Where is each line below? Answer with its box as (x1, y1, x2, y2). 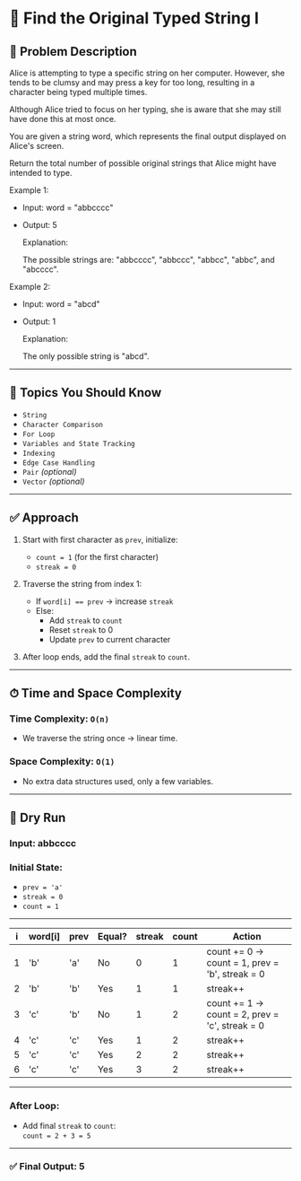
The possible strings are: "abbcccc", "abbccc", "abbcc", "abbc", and (21, 255, 275, 265)
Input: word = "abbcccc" (21, 202, 114, 213)
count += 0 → (206, 946, 264, 958)
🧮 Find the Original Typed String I (9, 8, 260, 29)
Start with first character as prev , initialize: (21, 534, 178, 545)
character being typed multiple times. (9, 87, 148, 97)
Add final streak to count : (21, 1120, 116, 1131)
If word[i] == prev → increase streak (35, 596, 174, 607)
